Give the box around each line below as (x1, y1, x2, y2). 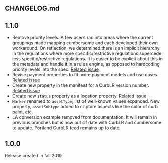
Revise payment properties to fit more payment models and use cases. (12, 72, 159, 78)
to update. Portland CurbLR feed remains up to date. (12, 125, 121, 131)
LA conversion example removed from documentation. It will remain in (12, 114, 157, 120)
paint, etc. (12, 109, 33, 115)
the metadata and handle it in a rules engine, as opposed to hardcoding (12, 61, 160, 67)
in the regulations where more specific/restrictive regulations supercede (12, 50, 162, 57)
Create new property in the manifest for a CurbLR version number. (12, 82, 149, 88)
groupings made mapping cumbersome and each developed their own (12, 40, 158, 46)
